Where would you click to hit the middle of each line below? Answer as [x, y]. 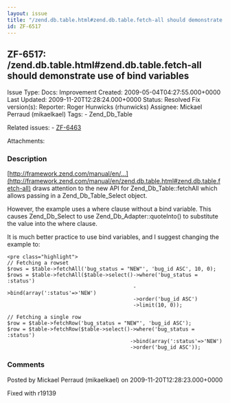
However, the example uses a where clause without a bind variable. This [109, 209]
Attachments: [26, 141]
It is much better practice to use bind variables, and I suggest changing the [113, 237]
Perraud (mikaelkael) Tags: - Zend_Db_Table [70, 114]
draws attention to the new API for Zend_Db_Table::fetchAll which [125, 188]
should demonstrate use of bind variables [98, 75]
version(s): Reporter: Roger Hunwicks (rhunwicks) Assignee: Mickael [105, 107]
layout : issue [27, 13]
